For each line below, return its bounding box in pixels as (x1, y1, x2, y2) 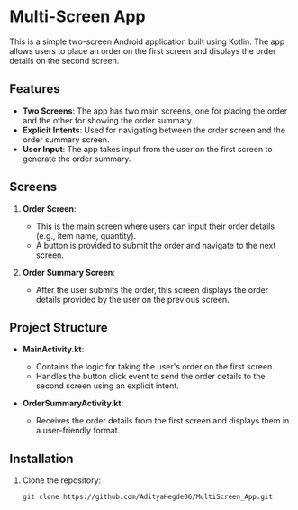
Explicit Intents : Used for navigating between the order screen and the (22, 124, 286, 135)
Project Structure (9, 320, 108, 335)
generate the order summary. (22, 153, 131, 164)
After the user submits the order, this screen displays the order (35, 284, 269, 295)
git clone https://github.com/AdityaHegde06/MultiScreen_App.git (22, 493, 273, 502)
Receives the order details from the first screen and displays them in (35, 415, 290, 426)
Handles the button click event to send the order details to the (35, 371, 266, 382)
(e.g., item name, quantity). (35, 230, 137, 241)
